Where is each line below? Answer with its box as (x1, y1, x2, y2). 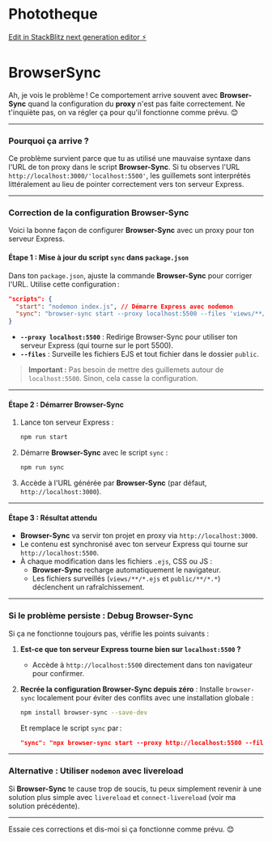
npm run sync (19, 463, 65, 472)
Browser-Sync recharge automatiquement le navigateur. (32, 565, 221, 575)
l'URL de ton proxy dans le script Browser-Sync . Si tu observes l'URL (8, 163, 240, 172)
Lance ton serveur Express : (19, 417, 114, 427)
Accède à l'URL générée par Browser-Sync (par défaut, (19, 478, 207, 488)
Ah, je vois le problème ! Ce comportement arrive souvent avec (8, 90, 219, 99)
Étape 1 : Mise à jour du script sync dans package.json (8, 252, 189, 263)
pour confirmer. (32, 668, 85, 678)
